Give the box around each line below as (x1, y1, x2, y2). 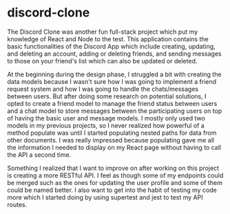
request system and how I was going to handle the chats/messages (7, 85, 198, 93)
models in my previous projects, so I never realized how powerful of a (7, 121, 205, 129)
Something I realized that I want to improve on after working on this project (7, 164, 219, 172)
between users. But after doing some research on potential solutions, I (7, 92, 207, 100)
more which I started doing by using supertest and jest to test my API (7, 193, 203, 201)
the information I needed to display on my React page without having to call (7, 143, 222, 151)
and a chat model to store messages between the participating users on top (7, 107, 222, 115)
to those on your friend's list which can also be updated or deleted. (7, 56, 198, 65)
